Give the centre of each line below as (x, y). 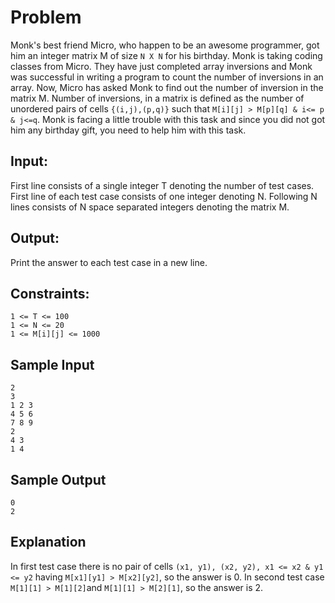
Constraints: (50, 293)
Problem (46, 17)
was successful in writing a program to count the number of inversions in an (167, 77)
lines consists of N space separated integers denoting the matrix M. (150, 207)
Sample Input (52, 364)
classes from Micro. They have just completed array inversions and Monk (161, 66)
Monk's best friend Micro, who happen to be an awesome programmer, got (165, 45)
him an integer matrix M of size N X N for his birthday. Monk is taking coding (166, 55)
